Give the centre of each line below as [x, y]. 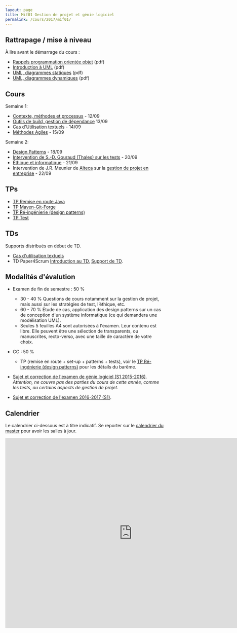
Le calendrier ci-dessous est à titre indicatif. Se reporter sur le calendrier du [84, 426]
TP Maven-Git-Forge [34, 207]
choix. [27, 342]
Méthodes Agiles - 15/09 [38, 132]
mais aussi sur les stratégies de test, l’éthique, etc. [73, 304]
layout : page [19, 10]
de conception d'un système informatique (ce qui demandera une [89, 315]
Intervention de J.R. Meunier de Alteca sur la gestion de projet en [81, 168]
